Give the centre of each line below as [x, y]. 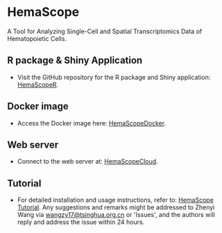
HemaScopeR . [38, 85]
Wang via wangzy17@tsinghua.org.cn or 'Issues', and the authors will [116, 215]
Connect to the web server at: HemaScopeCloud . [87, 162]
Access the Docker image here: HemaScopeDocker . [92, 123]
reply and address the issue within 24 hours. [81, 222]
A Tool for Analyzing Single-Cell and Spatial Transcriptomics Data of [105, 31]
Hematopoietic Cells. [37, 38]
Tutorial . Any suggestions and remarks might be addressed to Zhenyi [116, 207]
